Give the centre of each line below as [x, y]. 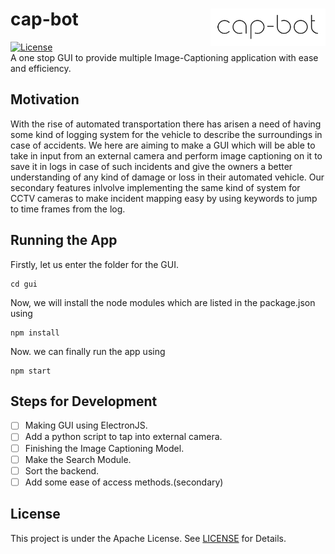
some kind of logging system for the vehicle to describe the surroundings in [166, 134]
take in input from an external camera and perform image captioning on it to [166, 155]
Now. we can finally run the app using [88, 351]
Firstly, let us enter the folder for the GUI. [94, 264]
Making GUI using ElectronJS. [86, 425]
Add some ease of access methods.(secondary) [124, 482]
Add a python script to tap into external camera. [123, 437]
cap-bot [44, 19]
